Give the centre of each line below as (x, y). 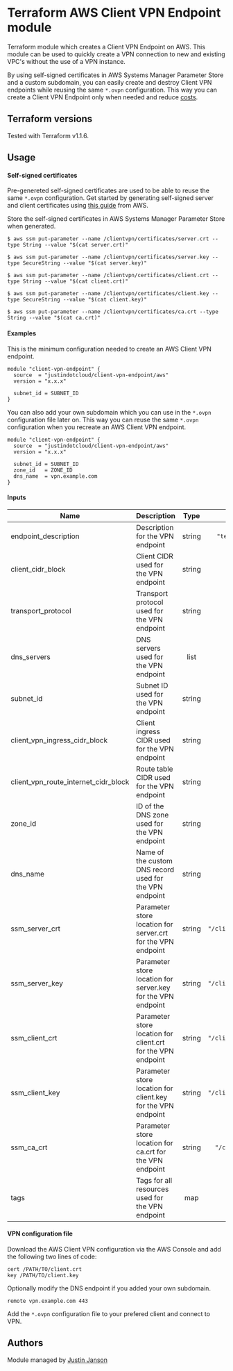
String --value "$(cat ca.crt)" (54, 318)
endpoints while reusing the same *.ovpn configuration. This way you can (112, 90)
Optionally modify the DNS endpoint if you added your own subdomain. (109, 1288)
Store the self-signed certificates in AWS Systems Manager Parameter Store (116, 219)
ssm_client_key (35, 1092)
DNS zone (153, 815)
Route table (155, 769)
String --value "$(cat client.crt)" (76, 282)
